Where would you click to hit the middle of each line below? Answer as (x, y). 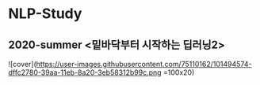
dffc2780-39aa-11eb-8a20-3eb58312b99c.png (85, 72)
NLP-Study (45, 14)
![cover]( (23, 64)
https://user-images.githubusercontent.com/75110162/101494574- (144, 64)
